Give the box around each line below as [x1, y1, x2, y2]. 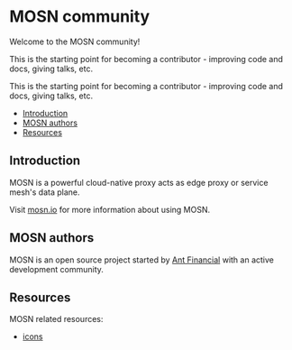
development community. [9, 263, 104, 274]
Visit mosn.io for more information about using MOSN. [9, 204, 211, 215]
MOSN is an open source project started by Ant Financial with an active [9, 254, 275, 265]
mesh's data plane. [9, 187, 80, 198]
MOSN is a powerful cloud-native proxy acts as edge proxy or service [9, 177, 269, 188]
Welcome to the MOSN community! [9, 36, 141, 47]
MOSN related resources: [9, 314, 104, 325]
